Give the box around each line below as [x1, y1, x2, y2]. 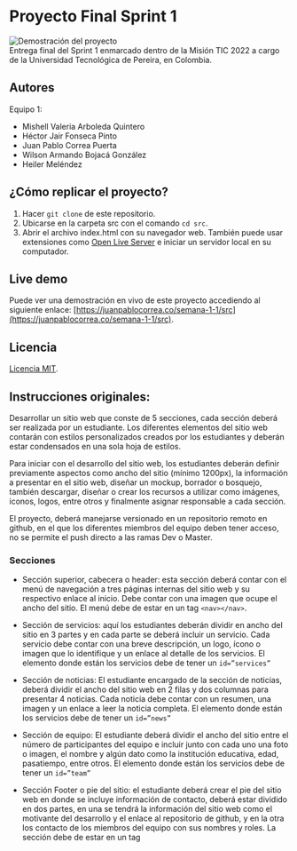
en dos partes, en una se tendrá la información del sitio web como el [21, 804, 273, 815]
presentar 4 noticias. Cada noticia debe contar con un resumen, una [21, 694, 272, 704]
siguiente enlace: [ [9, 305, 77, 315]
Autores [9, 80, 55, 95]
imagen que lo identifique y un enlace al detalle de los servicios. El [21, 648, 266, 659]
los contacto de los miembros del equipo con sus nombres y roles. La [21, 823, 277, 833]
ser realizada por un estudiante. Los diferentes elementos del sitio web [9, 422, 269, 433]
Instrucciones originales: [9, 389, 151, 404]
